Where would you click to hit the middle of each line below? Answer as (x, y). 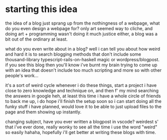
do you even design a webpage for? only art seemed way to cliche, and (79, 28)
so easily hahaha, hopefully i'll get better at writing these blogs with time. (81, 132)
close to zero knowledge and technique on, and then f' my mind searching (82, 90)
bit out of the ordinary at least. (36, 39)
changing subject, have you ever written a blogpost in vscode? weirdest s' (82, 121)
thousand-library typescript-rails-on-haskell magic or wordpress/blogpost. (82, 59)
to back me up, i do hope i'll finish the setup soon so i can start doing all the (83, 101)
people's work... (22, 75)
